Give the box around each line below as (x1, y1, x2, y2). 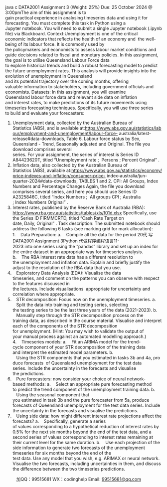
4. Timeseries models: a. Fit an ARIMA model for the (12, 339, 127, 344)
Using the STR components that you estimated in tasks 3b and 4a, (16, 355, 153, 360)
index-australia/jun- (106, 173, 148, 178)
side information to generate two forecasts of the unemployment (12, 445, 146, 451)
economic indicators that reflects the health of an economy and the (5, 36, 145, 42)
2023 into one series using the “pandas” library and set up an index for (12, 244, 159, 249)
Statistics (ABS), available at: (12, 167, 72, 173)
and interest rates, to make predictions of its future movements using (5, 100, 147, 105)
